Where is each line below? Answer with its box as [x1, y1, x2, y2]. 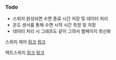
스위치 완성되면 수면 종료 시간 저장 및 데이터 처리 [12, 16, 108, 22]
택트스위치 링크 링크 [5, 49, 44, 56]
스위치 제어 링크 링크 [5, 39, 46, 45]
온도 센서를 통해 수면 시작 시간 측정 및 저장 [12, 22, 96, 28]
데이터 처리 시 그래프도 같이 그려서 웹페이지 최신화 [12, 28, 111, 34]
